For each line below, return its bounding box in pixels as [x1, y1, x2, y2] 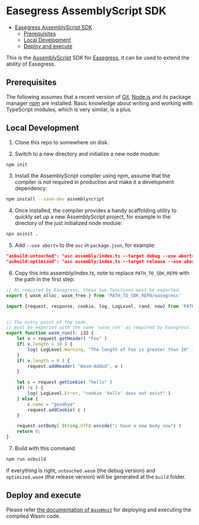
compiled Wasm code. [6, 512, 61, 519]
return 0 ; [17, 429, 41, 434]
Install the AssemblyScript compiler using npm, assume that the [14, 172, 171, 179]
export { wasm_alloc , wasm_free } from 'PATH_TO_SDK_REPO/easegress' [6, 292, 182, 298]
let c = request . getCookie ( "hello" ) [17, 379, 113, 385]
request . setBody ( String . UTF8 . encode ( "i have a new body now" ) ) [17, 423, 182, 429]
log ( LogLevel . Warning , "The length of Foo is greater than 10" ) [27, 346, 195, 353]
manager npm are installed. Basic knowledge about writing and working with [6, 99, 193, 107]
